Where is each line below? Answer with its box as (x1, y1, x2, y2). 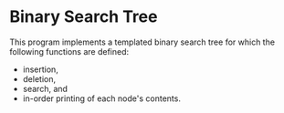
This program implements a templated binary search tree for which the (9, 36, 276, 47)
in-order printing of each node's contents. (22, 93, 181, 104)
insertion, (22, 64, 59, 75)
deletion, (22, 73, 57, 84)
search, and (22, 83, 68, 94)
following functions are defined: (9, 46, 130, 56)
